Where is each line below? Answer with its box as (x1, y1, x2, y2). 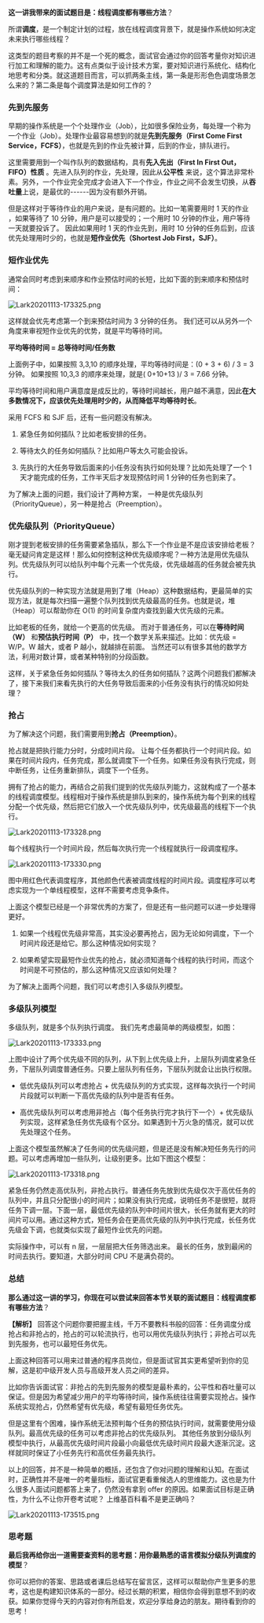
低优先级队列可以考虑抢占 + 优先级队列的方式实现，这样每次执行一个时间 (19, 1081, 255, 1091)
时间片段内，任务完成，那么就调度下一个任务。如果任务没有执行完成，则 (21, 756, 256, 765)
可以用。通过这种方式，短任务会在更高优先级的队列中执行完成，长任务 (21, 1215, 249, 1225)
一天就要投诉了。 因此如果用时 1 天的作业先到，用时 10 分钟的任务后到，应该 (8, 223, 255, 233)
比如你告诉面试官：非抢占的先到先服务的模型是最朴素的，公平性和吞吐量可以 (8, 1382, 256, 1391)
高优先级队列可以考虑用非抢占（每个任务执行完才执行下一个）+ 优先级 (19, 1108, 247, 1117)
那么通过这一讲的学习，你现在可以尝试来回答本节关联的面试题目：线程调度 (8, 1293, 249, 1302)
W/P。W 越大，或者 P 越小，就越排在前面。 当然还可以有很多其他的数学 (8, 642, 241, 651)
